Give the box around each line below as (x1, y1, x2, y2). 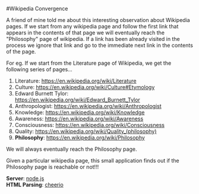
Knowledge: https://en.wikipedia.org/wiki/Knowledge (14, 109, 145, 116)
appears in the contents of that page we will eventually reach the (6, 29, 165, 36)
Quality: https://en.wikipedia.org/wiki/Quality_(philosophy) (14, 128, 157, 135)
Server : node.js (6, 175, 45, 182)
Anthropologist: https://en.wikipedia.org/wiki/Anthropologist (14, 103, 162, 109)
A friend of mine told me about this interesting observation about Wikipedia (6, 17, 190, 23)
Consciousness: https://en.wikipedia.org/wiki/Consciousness (14, 122, 165, 128)
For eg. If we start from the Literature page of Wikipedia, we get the (6, 59, 172, 66)
